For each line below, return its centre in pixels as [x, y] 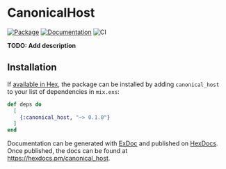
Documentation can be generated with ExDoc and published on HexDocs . [113, 143]
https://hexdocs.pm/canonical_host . [59, 159]
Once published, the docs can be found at [67, 151]
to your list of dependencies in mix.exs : [63, 91]
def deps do [24, 104]
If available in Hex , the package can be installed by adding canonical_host [113, 84]
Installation [32, 67]
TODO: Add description [42, 45]
